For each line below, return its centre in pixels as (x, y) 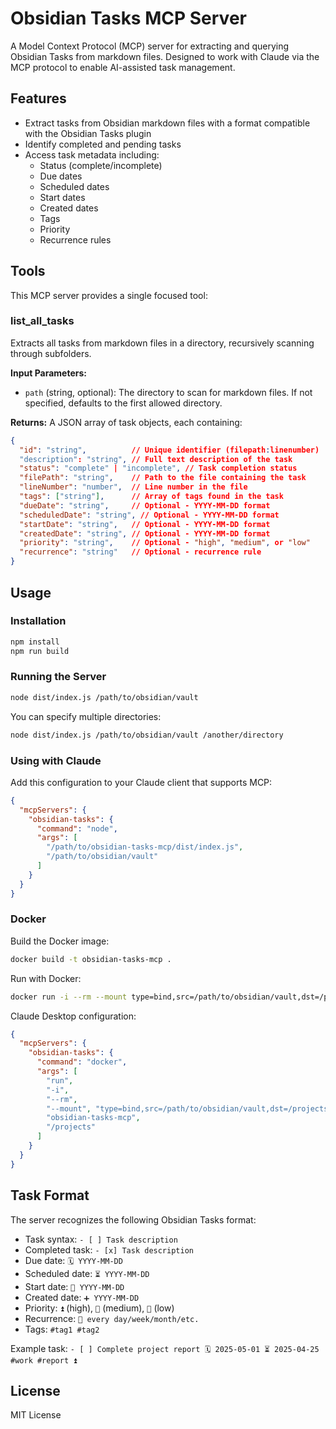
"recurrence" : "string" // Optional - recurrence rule (140, 552)
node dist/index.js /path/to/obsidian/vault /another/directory (147, 735)
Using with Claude (56, 760)
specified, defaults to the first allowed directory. (123, 403)
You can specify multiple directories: (86, 716)
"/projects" (71, 1127)
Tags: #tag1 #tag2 (62, 1329)
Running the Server (58, 677)
